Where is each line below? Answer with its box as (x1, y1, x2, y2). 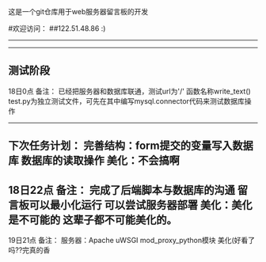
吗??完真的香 (8, 245, 51, 255)
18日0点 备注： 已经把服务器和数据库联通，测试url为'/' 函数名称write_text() (8, 86, 251, 96)
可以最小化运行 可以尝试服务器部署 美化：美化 (28, 198, 253, 211)
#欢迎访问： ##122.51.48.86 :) (8, 24, 106, 33)
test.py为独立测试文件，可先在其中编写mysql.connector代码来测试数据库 (8, 96, 245, 105)
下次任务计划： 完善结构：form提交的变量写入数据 (8, 139, 253, 153)
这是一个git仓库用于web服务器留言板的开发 (8, 7, 149, 16)
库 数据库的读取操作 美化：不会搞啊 (8, 154, 180, 168)
